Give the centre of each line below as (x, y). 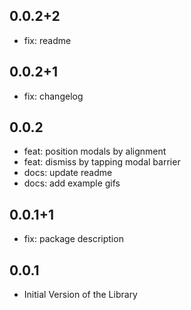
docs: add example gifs (72, 183)
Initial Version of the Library (80, 295)
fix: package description (73, 239)
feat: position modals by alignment (95, 151)
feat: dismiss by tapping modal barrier (102, 162)
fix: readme (47, 40)
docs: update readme (68, 173)
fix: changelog (53, 96)
